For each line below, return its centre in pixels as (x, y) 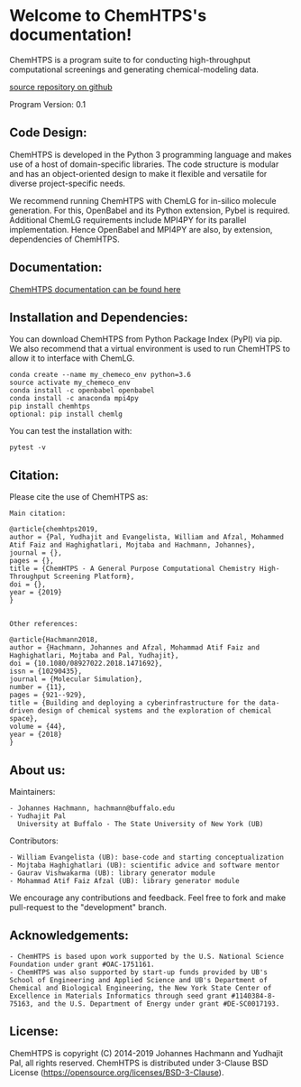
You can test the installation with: (71, 431)
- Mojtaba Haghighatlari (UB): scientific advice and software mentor (145, 865)
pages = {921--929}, (48, 695)
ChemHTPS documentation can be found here (96, 289)
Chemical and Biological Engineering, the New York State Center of (141, 988)
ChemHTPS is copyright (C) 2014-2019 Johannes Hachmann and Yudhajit (146, 1053)
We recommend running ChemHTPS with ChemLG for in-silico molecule (143, 200)
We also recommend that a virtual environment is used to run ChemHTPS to (150, 349)
